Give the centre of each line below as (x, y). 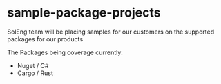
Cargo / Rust (35, 73)
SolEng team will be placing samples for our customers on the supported (111, 32)
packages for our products (45, 39)
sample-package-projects (84, 13)
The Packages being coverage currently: (65, 52)
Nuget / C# (33, 65)
